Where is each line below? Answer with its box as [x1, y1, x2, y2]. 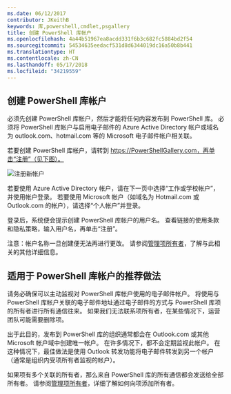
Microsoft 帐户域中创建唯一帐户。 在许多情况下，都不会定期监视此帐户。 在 [7, 339, 221, 347]
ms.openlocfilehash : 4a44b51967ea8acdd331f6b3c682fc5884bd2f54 [7, 36, 193, 43]
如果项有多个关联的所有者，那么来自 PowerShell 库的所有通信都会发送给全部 [7, 371, 224, 379]
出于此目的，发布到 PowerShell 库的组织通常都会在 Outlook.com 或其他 [7, 330, 209, 338]
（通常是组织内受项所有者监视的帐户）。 [7, 356, 119, 364]
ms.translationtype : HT [7, 49, 76, 56]
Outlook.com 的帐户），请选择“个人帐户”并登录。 [7, 201, 145, 210]
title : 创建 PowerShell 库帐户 [7, 29, 92, 37]
